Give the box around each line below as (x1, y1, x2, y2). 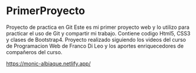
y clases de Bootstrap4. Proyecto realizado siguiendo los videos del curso (6, 36, 186, 43)
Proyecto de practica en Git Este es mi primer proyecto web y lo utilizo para (6, 24, 190, 31)
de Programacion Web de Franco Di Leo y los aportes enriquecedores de (6, 42, 184, 49)
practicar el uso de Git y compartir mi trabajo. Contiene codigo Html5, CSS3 (6, 29, 191, 36)
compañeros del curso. (6, 48, 63, 55)
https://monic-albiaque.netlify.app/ (6, 60, 91, 67)
